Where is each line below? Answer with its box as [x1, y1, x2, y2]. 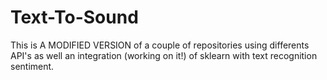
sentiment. [10, 60, 55, 72]
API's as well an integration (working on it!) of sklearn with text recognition [10, 49, 318, 61]
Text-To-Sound [10, 6, 139, 29]
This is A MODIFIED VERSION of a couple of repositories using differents [10, 39, 310, 51]
